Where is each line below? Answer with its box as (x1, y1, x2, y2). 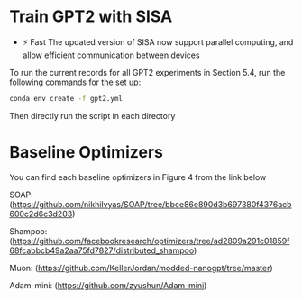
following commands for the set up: (9, 77, 142, 87)
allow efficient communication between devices (22, 50, 200, 60)
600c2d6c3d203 (9, 208, 73, 219)
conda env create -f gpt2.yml (9, 94, 124, 103)
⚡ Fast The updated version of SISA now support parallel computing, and (22, 36, 294, 47)
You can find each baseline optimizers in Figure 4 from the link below (9, 171, 267, 182)
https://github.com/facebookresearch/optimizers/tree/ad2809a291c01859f (12, 235, 290, 246)
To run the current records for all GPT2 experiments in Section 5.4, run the (9, 67, 286, 77)
